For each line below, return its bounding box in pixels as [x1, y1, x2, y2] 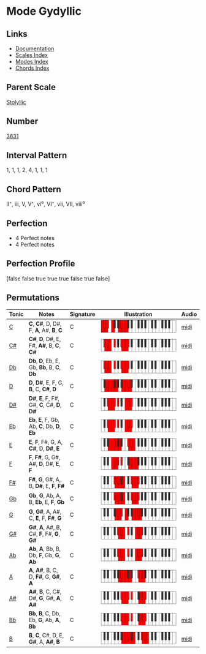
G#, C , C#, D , [28, 401, 62, 408]
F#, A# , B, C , [28, 342, 61, 350]
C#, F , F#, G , [28, 530, 60, 537]
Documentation [15, 45, 55, 52]
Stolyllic [6, 98, 26, 105]
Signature [69, 310, 96, 318]
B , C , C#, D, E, [28, 632, 64, 639]
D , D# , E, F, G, [28, 379, 64, 386]
